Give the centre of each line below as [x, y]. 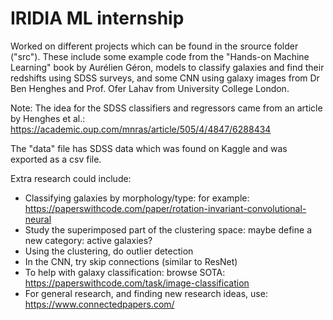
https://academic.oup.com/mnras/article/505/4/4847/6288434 [141, 129]
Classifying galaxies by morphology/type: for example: [137, 198]
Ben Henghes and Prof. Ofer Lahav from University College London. [150, 88]
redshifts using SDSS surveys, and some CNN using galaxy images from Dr [165, 78]
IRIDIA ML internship [97, 18]
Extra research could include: [71, 178]
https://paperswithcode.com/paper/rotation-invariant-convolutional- [165, 208]
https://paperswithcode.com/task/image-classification [137, 283]
